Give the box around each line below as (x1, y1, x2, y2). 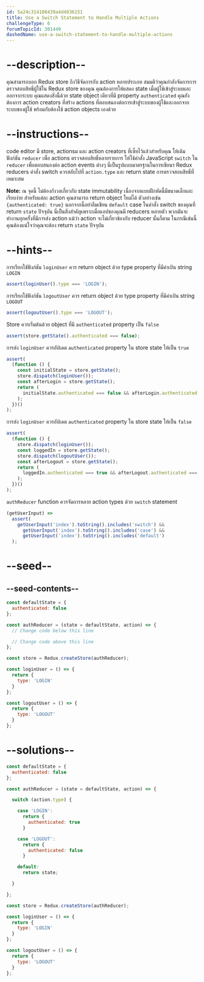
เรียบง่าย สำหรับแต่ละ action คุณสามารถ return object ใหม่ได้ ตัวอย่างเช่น (6, 194, 161, 201)
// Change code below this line (12, 627, 94, 634)
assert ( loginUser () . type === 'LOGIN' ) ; (6, 281, 108, 287)
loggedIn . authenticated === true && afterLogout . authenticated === (22, 470, 198, 476)
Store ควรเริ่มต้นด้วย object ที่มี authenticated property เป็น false (6, 320, 160, 328)
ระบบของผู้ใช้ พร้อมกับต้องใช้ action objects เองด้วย (6, 106, 116, 113)
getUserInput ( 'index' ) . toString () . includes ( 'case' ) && (22, 527, 165, 533)
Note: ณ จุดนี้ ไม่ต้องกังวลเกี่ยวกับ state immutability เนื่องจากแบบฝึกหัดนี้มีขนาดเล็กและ (6, 187, 194, 194)
